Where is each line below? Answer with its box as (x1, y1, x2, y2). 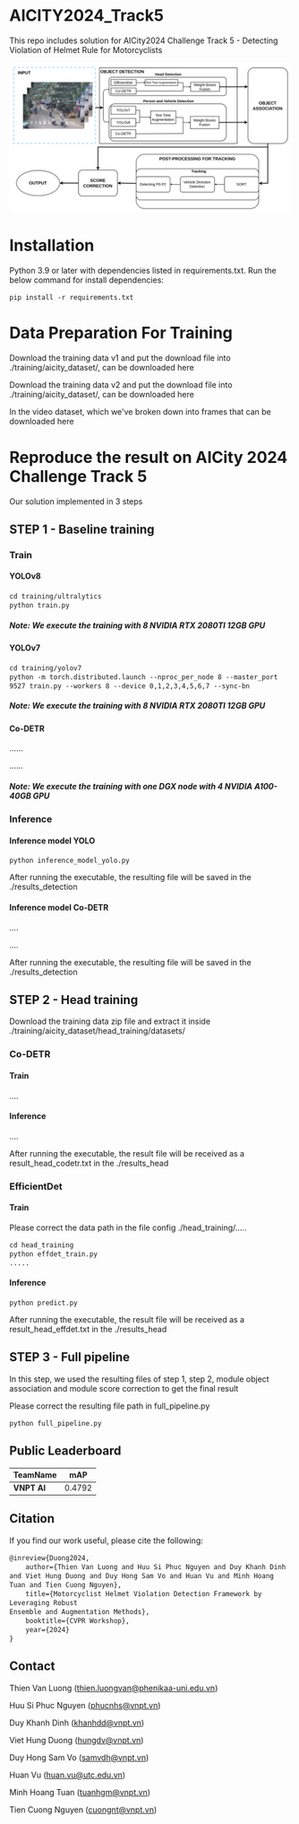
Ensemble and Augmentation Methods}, (9, 1607, 150, 1616)
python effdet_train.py (9, 1249, 98, 1259)
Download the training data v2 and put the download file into (9, 379, 233, 390)
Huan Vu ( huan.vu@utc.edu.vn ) (9, 1769, 126, 1780)
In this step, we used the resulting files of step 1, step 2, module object (9, 1374, 270, 1384)
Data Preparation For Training (9, 322, 233, 343)
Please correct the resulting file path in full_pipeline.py (9, 1401, 210, 1411)
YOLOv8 (9, 571, 42, 581)
